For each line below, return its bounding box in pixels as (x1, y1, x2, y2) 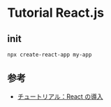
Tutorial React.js (7, 5, 105, 21)
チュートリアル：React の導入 (17, 92, 103, 101)
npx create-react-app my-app (7, 51, 92, 58)
